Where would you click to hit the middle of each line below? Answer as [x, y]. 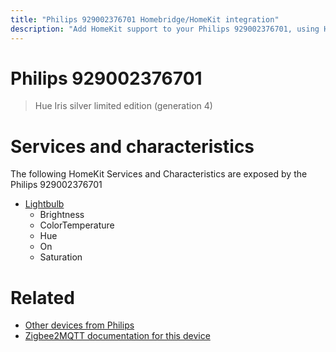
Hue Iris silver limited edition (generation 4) [123, 106]
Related [42, 297]
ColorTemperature [77, 225]
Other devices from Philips [79, 325]
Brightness [62, 215]
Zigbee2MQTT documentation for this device [117, 336]
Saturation [61, 257]
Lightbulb [44, 204]
